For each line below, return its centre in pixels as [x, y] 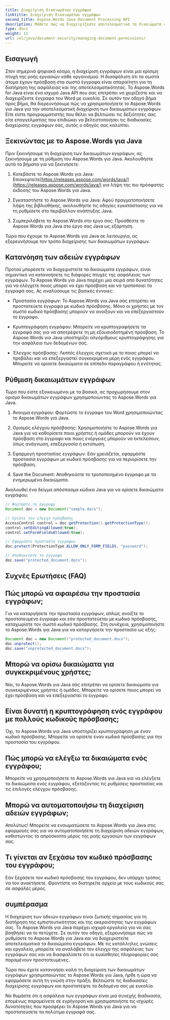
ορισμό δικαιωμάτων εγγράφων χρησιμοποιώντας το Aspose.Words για [81, 397]
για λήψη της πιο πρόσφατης [134, 185]
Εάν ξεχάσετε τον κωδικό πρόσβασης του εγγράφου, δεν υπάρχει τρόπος [83, 877]
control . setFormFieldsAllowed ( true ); [45, 532]
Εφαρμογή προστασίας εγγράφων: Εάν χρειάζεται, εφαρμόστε [79, 454]
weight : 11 [17, 34]
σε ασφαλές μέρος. [26, 888]
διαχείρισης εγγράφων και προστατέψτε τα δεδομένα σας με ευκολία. [80, 985]
